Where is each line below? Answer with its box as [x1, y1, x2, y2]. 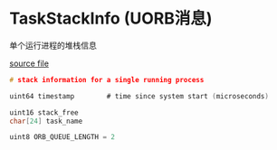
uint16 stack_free [9, 108, 79, 117]
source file [9, 58, 50, 69]
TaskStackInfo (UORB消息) [9, 8, 213, 29]
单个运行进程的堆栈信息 [9, 40, 97, 51]
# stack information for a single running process [9, 75, 205, 84]
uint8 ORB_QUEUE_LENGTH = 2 [9, 133, 116, 142]
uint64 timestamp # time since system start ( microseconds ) [9, 91, 270, 100]
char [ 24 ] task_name [9, 117, 83, 126]
